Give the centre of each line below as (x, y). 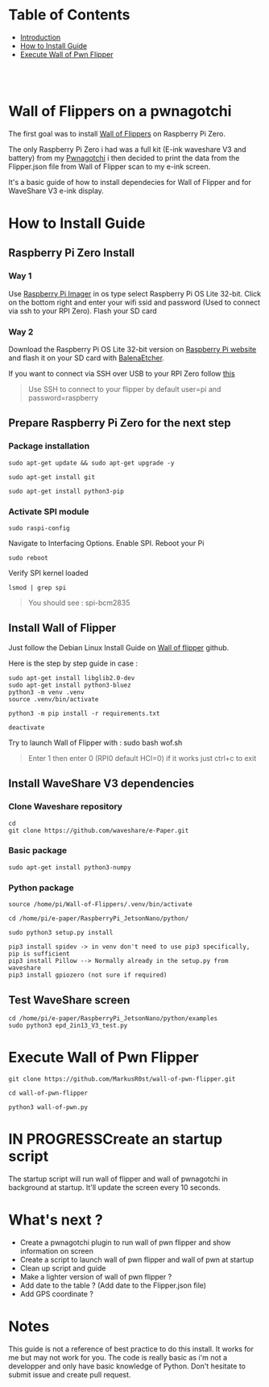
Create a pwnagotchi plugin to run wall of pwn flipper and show (125, 1242)
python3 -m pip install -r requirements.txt (84, 713)
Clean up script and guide (63, 1268)
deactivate (27, 727)
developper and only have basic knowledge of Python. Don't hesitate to (127, 1366)
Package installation (49, 446)
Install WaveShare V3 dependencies (101, 784)
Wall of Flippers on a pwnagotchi (120, 111)
